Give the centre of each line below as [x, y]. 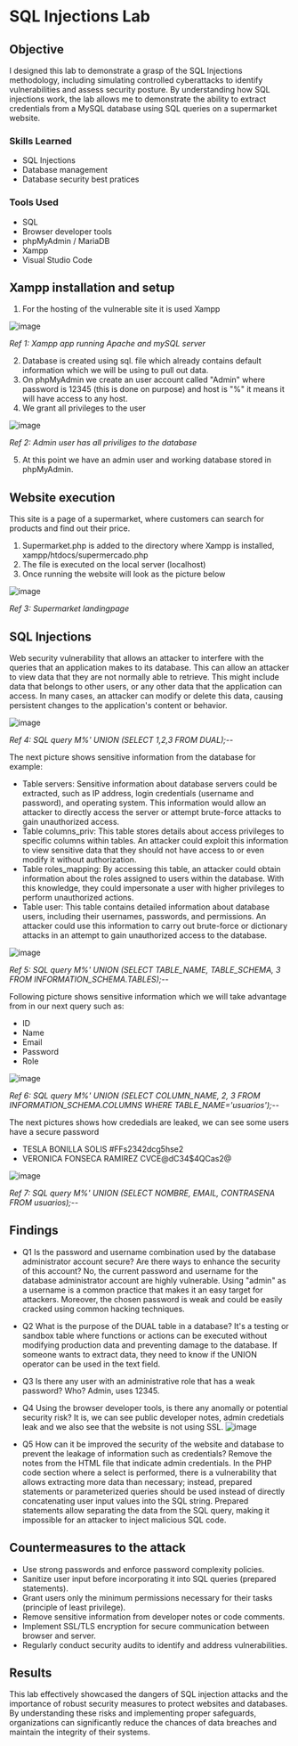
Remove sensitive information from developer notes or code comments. [153, 1616]
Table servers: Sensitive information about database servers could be [149, 784]
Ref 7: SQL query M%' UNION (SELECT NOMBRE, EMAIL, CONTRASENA [142, 1193]
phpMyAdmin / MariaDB [66, 241]
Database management [65, 170]
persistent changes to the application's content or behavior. [119, 706]
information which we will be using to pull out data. [115, 371]
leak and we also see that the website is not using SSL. [123, 1426]
